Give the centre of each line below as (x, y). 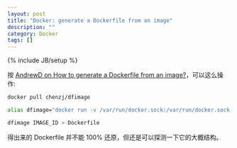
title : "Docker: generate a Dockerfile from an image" (90, 21)
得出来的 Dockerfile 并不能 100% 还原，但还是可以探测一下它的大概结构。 (115, 137)
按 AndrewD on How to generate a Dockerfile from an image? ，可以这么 (112, 75)
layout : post (27, 14)
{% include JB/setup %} (43, 60)
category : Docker (33, 34)
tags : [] (20, 40)
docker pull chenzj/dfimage (49, 97)
